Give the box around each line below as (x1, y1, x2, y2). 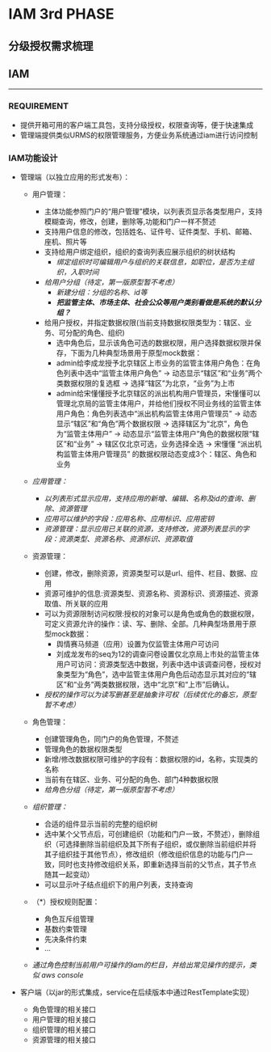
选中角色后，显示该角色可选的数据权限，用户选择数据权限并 (56, 337, 255, 348)
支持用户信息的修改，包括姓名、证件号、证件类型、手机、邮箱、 (44, 226, 256, 236)
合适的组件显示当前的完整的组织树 (44, 818, 158, 829)
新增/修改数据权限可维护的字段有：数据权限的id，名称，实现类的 (44, 754, 258, 764)
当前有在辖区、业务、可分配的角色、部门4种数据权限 (44, 774, 219, 784)
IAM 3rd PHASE (8, 5, 115, 23)
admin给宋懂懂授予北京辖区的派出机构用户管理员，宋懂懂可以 (56, 388, 261, 398)
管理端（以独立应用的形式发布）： (19, 171, 131, 182)
